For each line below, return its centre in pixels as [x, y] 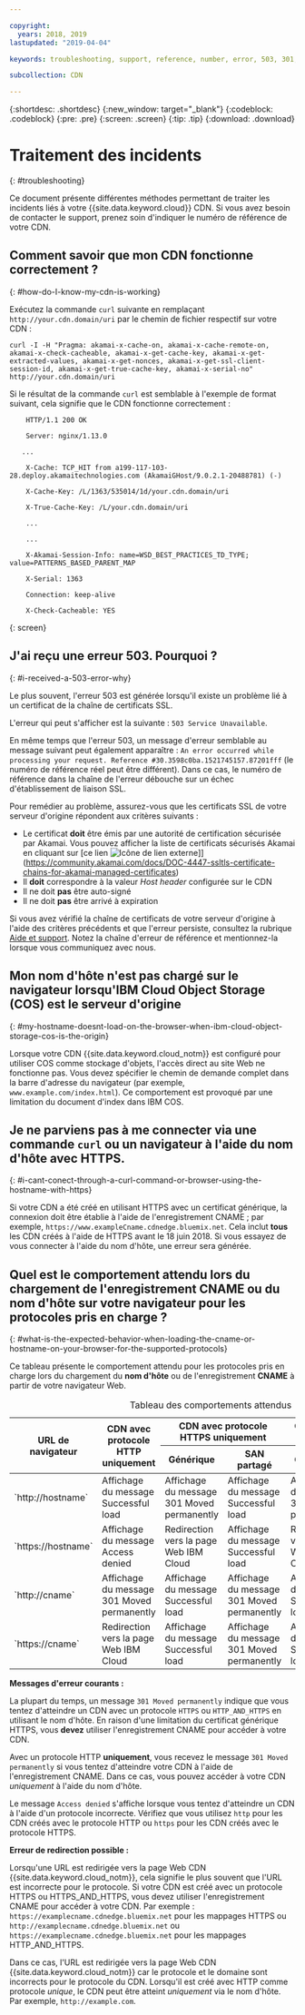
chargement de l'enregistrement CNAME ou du [145, 1288]
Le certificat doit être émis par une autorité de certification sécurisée [152, 833]
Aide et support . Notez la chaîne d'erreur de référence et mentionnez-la [144, 938]
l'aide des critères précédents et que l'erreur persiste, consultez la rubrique [151, 928]
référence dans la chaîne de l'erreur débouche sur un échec [122, 779]
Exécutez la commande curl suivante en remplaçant [107, 309]
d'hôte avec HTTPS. [67, 1158]
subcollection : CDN [46, 75]
